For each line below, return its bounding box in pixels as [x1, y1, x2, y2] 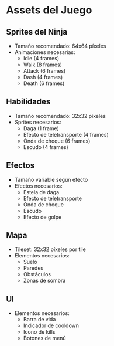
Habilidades [6, 97, 51, 107]
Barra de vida [23, 316, 56, 323]
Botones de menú [23, 335, 66, 342]
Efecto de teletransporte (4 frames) [23, 131, 109, 138]
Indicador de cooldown [23, 322, 80, 329]
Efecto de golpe [23, 213, 62, 221]
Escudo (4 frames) [23, 143, 68, 150]
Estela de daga [23, 188, 60, 195]
